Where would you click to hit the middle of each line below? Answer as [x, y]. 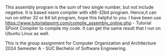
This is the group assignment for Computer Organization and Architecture [81, 43]
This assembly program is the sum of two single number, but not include [79, 7]
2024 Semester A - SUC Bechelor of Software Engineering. [66, 48]
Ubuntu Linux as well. [27, 33]
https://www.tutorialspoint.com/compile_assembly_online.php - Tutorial [78, 23]
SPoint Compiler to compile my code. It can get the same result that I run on [83, 28]
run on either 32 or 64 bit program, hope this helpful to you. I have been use [83, 18]
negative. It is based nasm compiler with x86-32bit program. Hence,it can [81, 12]
